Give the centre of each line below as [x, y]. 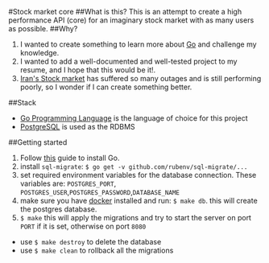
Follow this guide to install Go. [70, 158]
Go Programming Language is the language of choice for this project [134, 118]
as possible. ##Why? [43, 29]
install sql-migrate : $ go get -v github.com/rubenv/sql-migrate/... [134, 166]
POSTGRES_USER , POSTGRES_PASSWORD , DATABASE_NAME [99, 192]
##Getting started [38, 142]
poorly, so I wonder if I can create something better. [106, 87]
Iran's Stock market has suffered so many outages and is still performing [141, 78]
